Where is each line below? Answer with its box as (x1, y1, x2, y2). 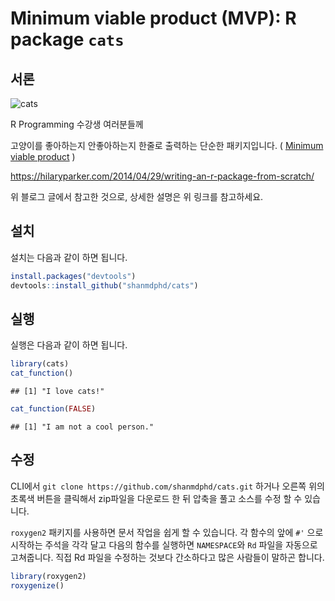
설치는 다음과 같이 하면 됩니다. (10, 251, 128, 263)
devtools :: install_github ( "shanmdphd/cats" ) (10, 280, 199, 291)
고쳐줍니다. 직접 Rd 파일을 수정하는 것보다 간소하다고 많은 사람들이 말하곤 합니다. (10, 551, 325, 563)
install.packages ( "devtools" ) (10, 271, 137, 281)
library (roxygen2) (10, 571, 87, 581)
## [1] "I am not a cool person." (10, 422, 155, 432)
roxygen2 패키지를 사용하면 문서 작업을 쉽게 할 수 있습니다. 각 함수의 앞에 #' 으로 (10, 526, 324, 538)
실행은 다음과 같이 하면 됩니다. (10, 339, 128, 351)
